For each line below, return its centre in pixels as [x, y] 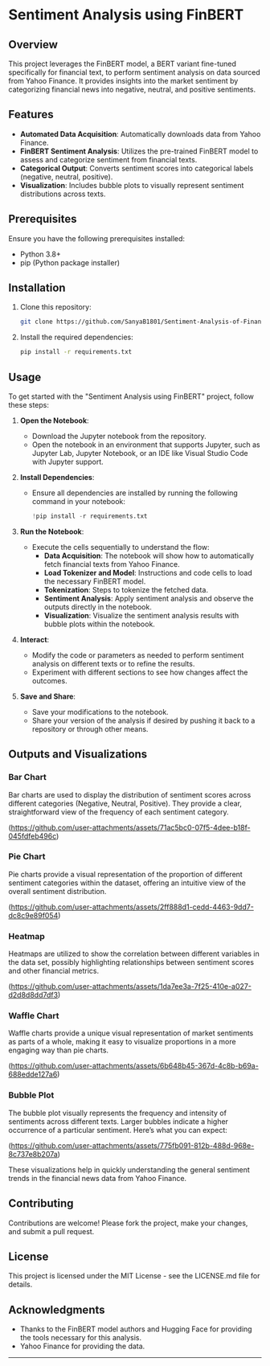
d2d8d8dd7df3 [33, 995]
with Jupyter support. [68, 461]
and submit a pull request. [51, 1231]
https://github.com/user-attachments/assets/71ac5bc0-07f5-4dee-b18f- [131, 827]
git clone [37, 322]
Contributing [41, 1204]
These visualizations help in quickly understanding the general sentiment [129, 1169]
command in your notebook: [79, 501]
